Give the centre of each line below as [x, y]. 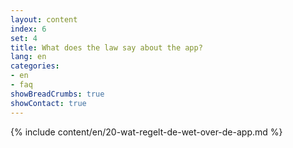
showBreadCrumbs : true [57, 94]
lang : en [28, 57]
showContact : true [48, 103]
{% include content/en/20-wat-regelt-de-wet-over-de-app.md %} [146, 132]
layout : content [44, 19]
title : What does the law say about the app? [106, 47]
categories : [35, 66]
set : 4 [24, 38]
